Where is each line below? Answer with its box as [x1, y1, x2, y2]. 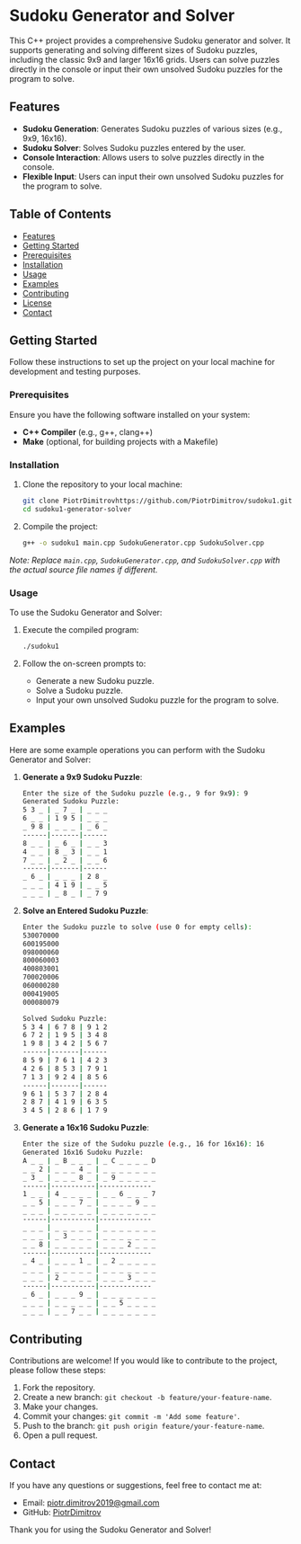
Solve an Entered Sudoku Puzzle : [22, 905, 149, 916]
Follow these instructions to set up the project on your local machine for [9, 357, 276, 368]
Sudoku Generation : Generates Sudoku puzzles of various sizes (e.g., [22, 123, 283, 134]
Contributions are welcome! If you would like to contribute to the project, [9, 1355, 278, 1366]
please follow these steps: [9, 1365, 106, 1376]
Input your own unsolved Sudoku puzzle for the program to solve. [35, 694, 279, 705]
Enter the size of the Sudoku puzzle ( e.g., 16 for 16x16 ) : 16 [22, 1140, 265, 1149]
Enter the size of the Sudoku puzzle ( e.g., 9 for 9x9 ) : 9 [22, 788, 249, 798]
